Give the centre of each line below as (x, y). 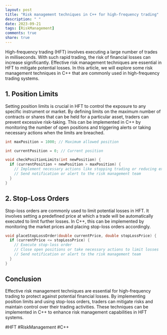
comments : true (21, 33)
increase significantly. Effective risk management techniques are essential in (83, 62)
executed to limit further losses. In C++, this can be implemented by (75, 221)
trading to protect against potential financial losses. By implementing (75, 296)
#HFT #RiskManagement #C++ (37, 327)
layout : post (19, 10)
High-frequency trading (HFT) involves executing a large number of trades (81, 52)
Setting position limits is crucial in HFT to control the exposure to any (76, 106)
